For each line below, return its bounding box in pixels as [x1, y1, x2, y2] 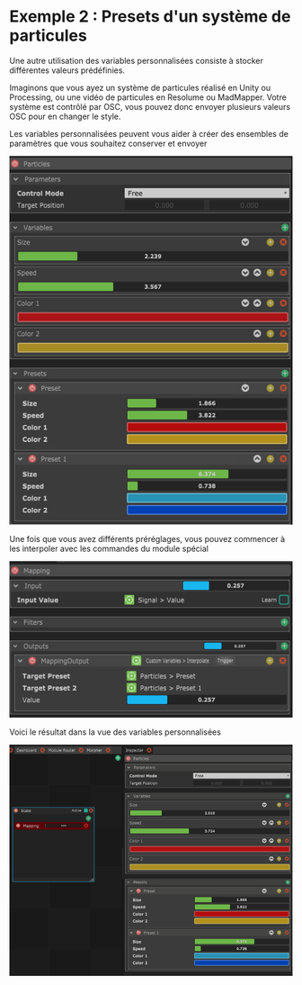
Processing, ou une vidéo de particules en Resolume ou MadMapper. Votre [9, 92, 288, 103]
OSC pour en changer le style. [9, 111, 121, 122]
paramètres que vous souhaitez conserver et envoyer [9, 138, 208, 149]
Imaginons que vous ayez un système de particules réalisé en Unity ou [9, 82, 271, 93]
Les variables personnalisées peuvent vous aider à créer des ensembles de [9, 128, 289, 139]
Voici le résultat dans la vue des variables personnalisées [9, 727, 222, 737]
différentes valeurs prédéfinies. [9, 65, 126, 76]
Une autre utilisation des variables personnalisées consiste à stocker [9, 55, 263, 66]
